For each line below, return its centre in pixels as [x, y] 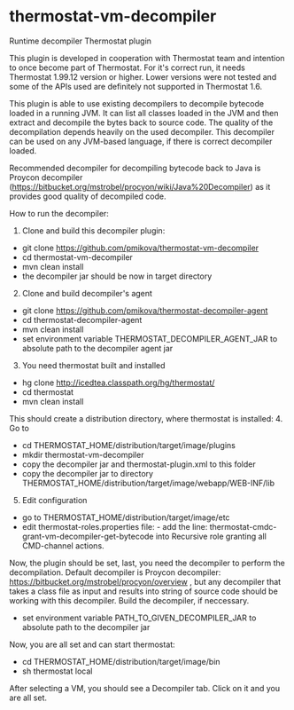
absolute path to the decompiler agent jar [97, 348]
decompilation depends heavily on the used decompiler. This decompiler [142, 131]
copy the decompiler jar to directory [87, 473]
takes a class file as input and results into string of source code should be [144, 591]
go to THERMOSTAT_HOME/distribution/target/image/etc [126, 517]
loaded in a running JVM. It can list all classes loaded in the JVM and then [144, 113]
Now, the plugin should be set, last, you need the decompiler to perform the [147, 563]
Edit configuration [54, 500]
